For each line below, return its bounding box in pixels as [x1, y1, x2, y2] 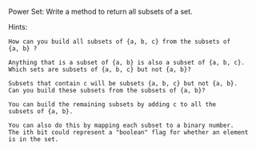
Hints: [8, 22, 28, 31]
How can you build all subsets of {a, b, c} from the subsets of [8, 37, 230, 45]
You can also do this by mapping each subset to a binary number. [8, 121, 234, 129]
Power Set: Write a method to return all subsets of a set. [8, 7, 194, 16]
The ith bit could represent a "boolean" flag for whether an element [8, 128, 249, 136]
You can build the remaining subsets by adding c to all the [8, 101, 217, 109]
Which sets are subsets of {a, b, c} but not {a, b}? [8, 65, 192, 73]
